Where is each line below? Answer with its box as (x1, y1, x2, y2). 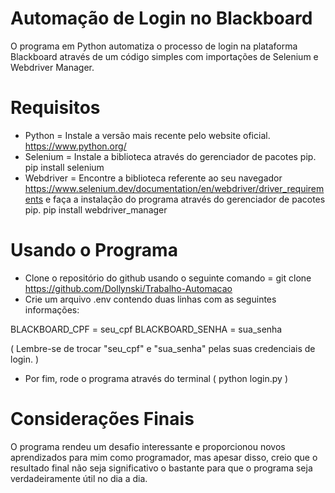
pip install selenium (24, 161, 105, 173)
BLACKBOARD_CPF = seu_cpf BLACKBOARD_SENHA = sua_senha (10, 323, 283, 335)
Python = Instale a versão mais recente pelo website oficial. (24, 129, 271, 141)
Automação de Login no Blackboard (10, 7, 313, 30)
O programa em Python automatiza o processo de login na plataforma (10, 40, 298, 52)
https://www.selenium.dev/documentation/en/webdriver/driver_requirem (24, 182, 325, 194)
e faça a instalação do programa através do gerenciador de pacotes (45, 193, 326, 205)
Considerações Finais (10, 408, 195, 430)
